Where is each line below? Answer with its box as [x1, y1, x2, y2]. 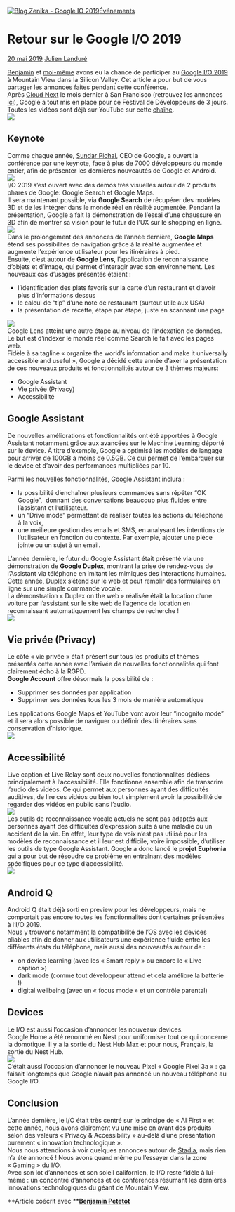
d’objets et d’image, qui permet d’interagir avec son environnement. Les [7, 262, 215, 270]
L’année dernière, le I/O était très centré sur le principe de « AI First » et [7, 1116, 214, 1124]
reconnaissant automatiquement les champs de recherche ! [7, 606, 180, 614]
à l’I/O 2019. [7, 921, 42, 928]
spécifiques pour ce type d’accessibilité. [7, 859, 124, 868]
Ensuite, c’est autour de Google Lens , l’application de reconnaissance [7, 255, 209, 263]
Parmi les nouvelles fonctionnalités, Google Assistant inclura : [7, 475, 185, 483]
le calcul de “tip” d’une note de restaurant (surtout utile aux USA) [17, 298, 206, 307]
